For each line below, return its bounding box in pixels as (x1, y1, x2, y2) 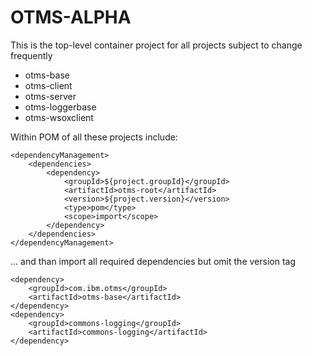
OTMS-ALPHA (10, 6, 132, 29)
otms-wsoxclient (24, 111, 94, 123)
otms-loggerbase (24, 101, 97, 113)
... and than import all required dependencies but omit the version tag (10, 255, 296, 267)
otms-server (24, 90, 77, 102)
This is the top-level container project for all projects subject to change (10, 39, 303, 51)
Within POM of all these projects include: (10, 131, 178, 143)
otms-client (24, 79, 73, 91)
